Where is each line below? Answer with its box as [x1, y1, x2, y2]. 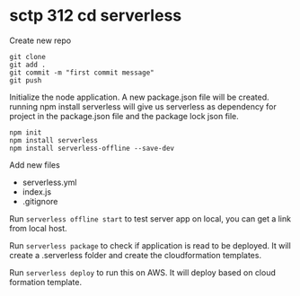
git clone [9, 52, 47, 61]
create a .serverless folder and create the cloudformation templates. [9, 249, 262, 260]
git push [9, 75, 42, 85]
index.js [22, 186, 52, 197]
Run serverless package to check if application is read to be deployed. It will [9, 239, 292, 251]
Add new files [9, 159, 60, 170]
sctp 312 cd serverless [9, 5, 182, 26]
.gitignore [22, 196, 58, 206]
